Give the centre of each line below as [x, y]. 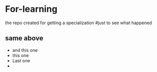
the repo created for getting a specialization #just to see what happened [78, 23]
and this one [25, 50]
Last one [21, 61]
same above [24, 38]
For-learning [31, 9]
